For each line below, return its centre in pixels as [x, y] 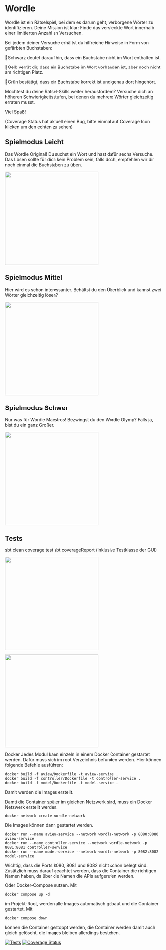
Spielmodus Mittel [34, 278]
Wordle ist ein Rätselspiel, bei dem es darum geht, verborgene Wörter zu [79, 22]
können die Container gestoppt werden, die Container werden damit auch [80, 927]
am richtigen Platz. [24, 72]
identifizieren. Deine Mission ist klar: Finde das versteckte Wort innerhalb [80, 27]
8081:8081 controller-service [36, 848]
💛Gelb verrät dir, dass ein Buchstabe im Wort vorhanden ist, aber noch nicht [83, 67]
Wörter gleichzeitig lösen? [32, 295]
